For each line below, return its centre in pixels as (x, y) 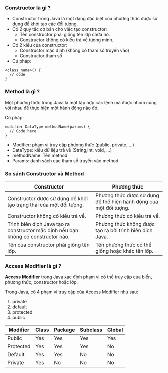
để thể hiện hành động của (127, 201)
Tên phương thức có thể (124, 245)
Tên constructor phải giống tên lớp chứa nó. (65, 35)
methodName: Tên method (40, 155)
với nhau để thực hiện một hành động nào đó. (52, 108)
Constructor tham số (41, 56)
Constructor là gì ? (28, 8)
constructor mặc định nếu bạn (43, 230)
